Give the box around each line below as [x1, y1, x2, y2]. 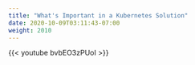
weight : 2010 [8, 26, 52, 34]
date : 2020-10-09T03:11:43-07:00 [8, 19, 120, 27]
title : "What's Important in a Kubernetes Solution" [8, 11, 189, 20]
